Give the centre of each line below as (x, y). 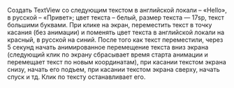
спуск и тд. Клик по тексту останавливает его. (76, 77)
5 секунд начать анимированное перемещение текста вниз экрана (108, 47)
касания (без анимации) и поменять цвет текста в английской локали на (116, 32)
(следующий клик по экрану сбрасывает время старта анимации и (108, 54)
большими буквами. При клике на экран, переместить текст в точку (110, 25)
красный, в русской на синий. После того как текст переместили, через (115, 40)
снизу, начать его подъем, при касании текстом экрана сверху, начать (114, 69)
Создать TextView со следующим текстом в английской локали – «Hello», (117, 10)
